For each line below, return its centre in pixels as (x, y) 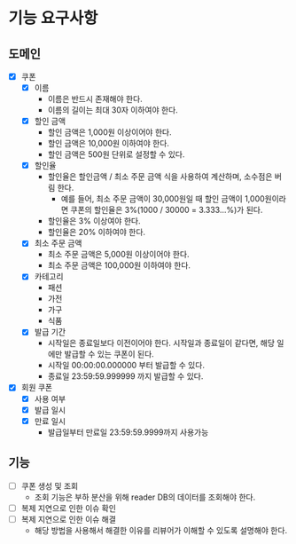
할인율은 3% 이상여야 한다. (94, 221)
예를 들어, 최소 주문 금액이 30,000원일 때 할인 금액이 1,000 (163, 199)
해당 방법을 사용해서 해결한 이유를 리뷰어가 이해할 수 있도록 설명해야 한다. (161, 530)
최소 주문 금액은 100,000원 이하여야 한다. (119, 265)
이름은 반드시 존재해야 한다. (95, 99)
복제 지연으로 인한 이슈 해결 (69, 519)
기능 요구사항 (53, 18)
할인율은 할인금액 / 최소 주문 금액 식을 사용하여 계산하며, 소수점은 (160, 177)
